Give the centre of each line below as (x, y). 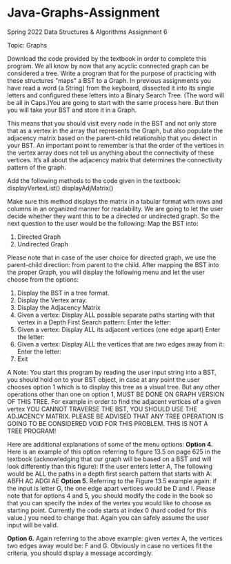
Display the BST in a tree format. (63, 293)
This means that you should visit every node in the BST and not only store (112, 123)
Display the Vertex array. (52, 300)
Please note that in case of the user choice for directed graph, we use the (112, 257)
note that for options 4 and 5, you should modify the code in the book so (110, 496)
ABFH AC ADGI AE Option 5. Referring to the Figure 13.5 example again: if (112, 480)
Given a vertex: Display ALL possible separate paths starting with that (116, 315)
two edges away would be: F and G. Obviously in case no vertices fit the (110, 545)
